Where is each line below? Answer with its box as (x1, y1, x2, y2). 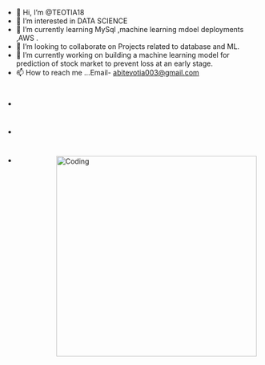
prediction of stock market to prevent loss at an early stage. (15, 59, 214, 68)
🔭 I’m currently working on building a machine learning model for (15, 51, 230, 59)
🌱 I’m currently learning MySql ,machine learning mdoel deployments (15, 25, 244, 34)
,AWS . (15, 33, 38, 43)
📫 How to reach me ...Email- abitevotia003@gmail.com (15, 68, 200, 77)
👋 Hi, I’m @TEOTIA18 (15, 8, 85, 17)
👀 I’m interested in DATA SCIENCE (15, 16, 128, 26)
